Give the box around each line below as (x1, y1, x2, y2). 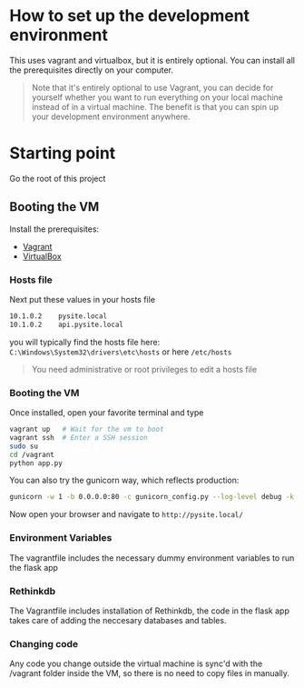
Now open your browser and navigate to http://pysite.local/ (9, 509, 243, 520)
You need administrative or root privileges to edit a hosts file (31, 364, 257, 374)
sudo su (9, 442, 39, 451)
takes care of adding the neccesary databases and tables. (9, 614, 227, 625)
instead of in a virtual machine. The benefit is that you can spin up (31, 101, 279, 112)
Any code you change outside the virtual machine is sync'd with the (9, 658, 263, 669)
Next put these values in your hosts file (9, 294, 156, 304)
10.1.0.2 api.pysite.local (9, 320, 124, 329)
